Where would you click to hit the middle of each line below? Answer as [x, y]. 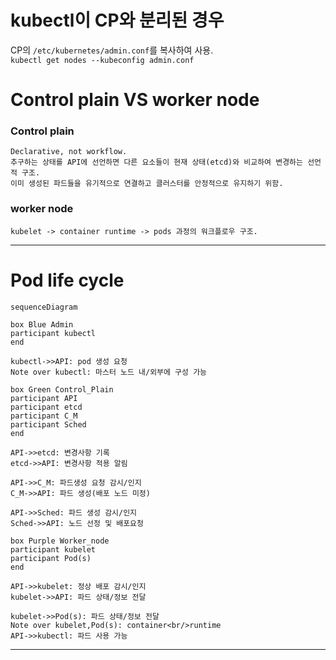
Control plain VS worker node [135, 100]
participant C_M [44, 416]
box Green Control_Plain [62, 389]
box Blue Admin [42, 324]
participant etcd [46, 407]
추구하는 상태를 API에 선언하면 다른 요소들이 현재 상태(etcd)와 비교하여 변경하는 [156, 162]
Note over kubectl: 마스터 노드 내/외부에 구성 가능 [109, 372]
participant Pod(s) [51, 558]
